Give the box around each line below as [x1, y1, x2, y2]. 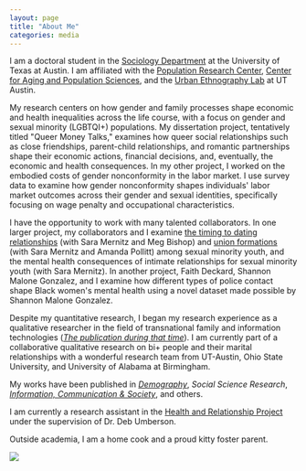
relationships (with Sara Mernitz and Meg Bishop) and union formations [9, 237, 278, 248]
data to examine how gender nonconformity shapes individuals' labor [9, 180, 270, 191]
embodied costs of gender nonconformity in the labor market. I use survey [9, 170, 290, 181]
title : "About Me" [9, 22, 79, 31]
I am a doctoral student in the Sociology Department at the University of [9, 56, 280, 67]
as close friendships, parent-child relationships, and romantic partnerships [9, 141, 290, 152]
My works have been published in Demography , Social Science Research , [9, 379, 288, 390]
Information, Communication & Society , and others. [9, 389, 204, 400]
